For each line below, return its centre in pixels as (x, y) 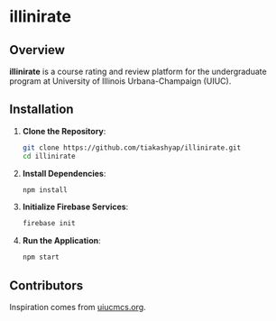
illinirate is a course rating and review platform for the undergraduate (138, 71)
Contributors (46, 285)
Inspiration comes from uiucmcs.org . (78, 307)
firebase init (49, 224)
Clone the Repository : (64, 131)
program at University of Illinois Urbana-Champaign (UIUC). (120, 81)
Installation (41, 110)
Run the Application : (61, 241)
